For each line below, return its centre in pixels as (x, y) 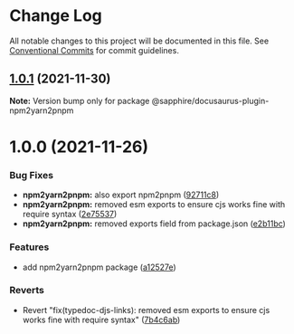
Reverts (27, 291)
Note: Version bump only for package (80, 100)
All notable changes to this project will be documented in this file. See (139, 41)
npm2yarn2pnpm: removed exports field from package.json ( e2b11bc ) (154, 224)
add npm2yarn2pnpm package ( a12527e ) (99, 267)
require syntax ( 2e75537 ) (70, 215)
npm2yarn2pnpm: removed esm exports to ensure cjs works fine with (154, 205)
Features (29, 247)
